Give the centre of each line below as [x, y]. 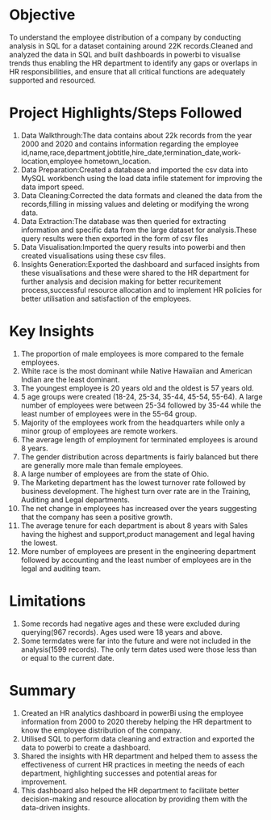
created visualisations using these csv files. [93, 256]
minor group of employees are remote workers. [99, 431]
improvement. [44, 781]
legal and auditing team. [61, 569]
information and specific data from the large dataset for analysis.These [139, 230]
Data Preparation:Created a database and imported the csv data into [134, 169]
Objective [42, 15]
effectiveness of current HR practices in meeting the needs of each [133, 764]
